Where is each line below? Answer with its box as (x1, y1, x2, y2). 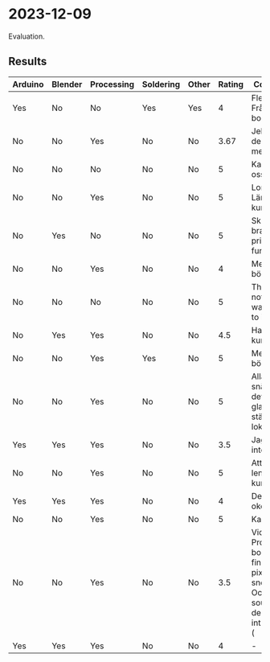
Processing (89, 78, 135, 89)
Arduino (12, 78, 44, 89)
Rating (218, 78, 243, 89)
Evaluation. (8, 31, 46, 41)
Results (8, 55, 47, 68)
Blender (51, 78, 83, 89)
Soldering (141, 78, 181, 89)
